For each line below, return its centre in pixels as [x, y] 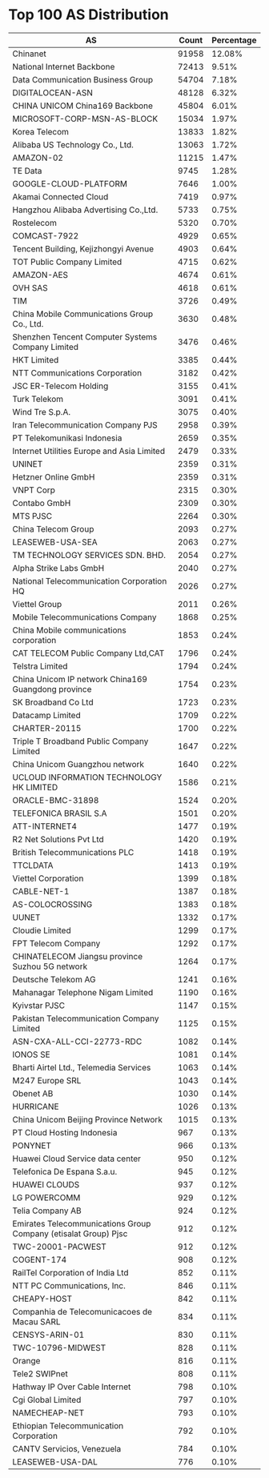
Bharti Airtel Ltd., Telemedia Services [82, 1067]
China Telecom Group [53, 528]
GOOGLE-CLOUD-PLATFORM [70, 183]
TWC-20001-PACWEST [59, 1247]
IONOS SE [31, 1054]
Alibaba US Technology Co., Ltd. [73, 144]
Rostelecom [35, 223]
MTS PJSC [32, 516]
